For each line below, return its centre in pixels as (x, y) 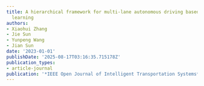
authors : (17, 23)
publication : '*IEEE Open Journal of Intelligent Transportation (90, 74)
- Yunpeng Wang (25, 40)
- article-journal (29, 68)
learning (23, 18)
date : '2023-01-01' (31, 51)
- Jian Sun (20, 46)
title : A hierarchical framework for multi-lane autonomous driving (95, 12)
